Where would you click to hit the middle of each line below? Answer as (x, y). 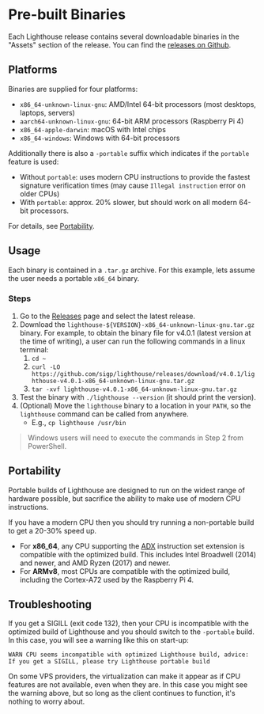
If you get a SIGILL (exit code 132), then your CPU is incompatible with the (128, 624)
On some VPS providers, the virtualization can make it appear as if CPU (124, 676)
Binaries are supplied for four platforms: (73, 89)
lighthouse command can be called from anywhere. (104, 414)
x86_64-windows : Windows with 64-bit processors (100, 138)
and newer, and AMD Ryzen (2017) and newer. (95, 563)
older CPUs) (40, 194)
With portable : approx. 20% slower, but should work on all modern (128, 202)
